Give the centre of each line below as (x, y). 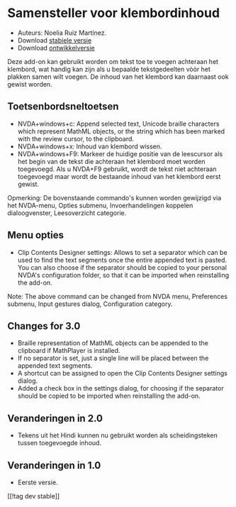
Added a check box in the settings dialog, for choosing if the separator (121, 388)
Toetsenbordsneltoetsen (63, 107)
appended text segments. (55, 366)
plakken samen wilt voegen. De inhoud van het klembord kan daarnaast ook (118, 77)
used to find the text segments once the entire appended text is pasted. (122, 260)
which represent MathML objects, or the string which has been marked (121, 131)
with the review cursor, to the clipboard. (76, 138)
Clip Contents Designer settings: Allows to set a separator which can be (123, 252)
